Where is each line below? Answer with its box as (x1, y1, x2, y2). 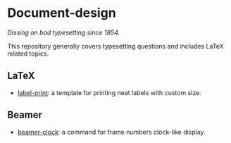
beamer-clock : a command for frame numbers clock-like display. (17, 128, 206, 136)
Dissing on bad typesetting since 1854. (7, 28, 120, 37)
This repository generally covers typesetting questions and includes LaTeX (7, 42, 224, 50)
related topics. (7, 49, 49, 58)
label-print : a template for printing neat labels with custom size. (17, 88, 202, 97)
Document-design (7, 5, 116, 21)
